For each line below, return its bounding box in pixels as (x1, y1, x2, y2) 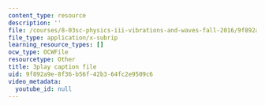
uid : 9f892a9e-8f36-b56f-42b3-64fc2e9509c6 (8, 70, 154, 78)
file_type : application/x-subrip (8, 33, 118, 42)
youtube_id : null (15, 84, 73, 93)
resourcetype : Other (8, 56, 77, 64)
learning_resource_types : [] (8, 41, 104, 49)
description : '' (8, 19, 62, 27)
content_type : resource (8, 11, 87, 20)
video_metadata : (8, 77, 62, 85)
